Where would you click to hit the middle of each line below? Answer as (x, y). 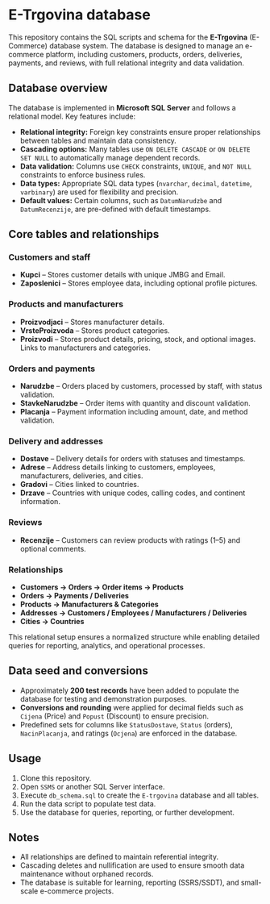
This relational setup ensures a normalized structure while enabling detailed (134, 637)
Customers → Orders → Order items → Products (102, 587)
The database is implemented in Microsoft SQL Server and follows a (122, 107)
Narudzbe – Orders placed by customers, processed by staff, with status (141, 386)
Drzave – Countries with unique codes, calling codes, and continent (133, 493)
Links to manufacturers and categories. (85, 348)
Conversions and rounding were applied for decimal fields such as (132, 707)
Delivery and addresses (56, 441)
